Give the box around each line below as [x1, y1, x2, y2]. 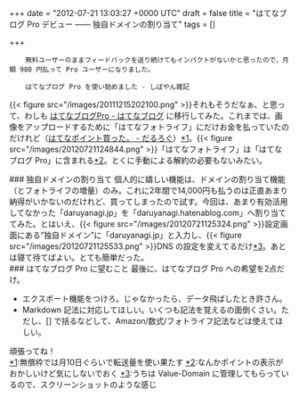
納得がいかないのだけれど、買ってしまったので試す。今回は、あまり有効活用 [9, 196, 288, 207]
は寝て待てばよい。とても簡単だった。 [9, 253, 149, 262]
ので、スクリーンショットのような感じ [16, 379, 157, 390]
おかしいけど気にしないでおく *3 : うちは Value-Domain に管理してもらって [9, 369, 282, 378]
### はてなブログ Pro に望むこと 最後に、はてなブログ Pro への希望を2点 [9, 263, 278, 274]
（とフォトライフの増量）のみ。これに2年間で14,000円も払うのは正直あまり [9, 186, 288, 195]
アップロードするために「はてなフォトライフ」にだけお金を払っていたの [24, 121, 290, 132]
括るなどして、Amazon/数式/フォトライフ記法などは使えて [60, 316, 276, 326]
